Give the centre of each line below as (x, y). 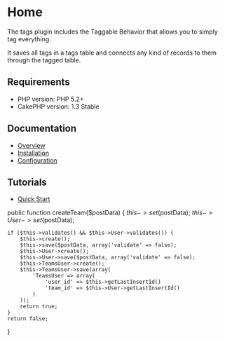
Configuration (37, 160)
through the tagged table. (44, 60)
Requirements (39, 82)
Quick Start (34, 199)
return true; (39, 307)
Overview (31, 145)
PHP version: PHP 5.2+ (50, 99)
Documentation (42, 129)
